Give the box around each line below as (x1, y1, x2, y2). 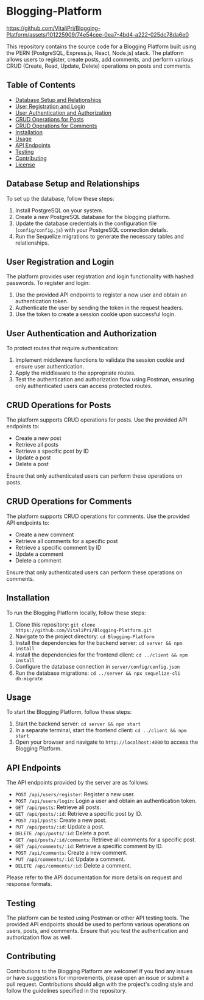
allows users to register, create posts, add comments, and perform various (6, 56, 194, 63)
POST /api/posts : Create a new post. (15, 816, 107, 824)
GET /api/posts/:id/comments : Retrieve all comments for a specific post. (15, 836, 196, 843)
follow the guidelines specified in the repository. (6, 987, 127, 994)
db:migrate (15, 675, 43, 682)
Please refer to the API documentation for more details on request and (6, 874, 183, 881)
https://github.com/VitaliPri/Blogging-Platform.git (15, 627, 152, 633)
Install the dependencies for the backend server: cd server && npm (15, 639, 183, 646)
